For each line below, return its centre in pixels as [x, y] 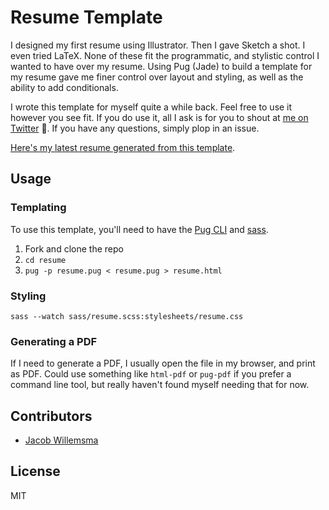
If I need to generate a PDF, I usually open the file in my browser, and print [163, 363]
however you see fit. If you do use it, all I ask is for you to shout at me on [159, 117]
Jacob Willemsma [61, 440]
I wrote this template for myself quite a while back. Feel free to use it [151, 107]
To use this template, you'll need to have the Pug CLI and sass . [139, 229]
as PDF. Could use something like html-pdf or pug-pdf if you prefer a [151, 374]
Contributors [51, 416]
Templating [38, 208]
